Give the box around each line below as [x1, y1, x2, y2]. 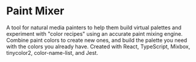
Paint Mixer [6, 4, 65, 18]
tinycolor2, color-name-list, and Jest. [6, 49, 98, 56]
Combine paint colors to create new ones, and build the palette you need [6, 36, 188, 44]
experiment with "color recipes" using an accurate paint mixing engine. [6, 30, 183, 37]
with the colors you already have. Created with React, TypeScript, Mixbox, [6, 43, 191, 50]
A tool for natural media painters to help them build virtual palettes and [6, 24, 182, 31]
